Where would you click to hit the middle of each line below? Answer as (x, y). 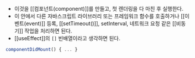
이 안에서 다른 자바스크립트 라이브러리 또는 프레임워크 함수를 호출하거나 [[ (99, 16)
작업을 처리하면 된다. (48, 31)
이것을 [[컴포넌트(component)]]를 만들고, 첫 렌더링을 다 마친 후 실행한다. (99, 9)
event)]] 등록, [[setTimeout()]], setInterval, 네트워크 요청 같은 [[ (101, 23)
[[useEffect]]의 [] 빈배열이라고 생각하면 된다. (67, 38)
